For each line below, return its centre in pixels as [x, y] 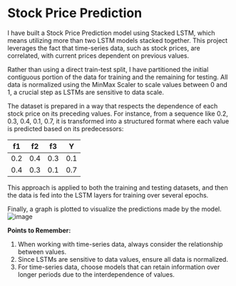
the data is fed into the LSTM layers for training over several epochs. [108, 195]
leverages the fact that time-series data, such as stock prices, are [104, 48]
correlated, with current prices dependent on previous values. [98, 56]
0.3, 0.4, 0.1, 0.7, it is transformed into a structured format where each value [118, 121]
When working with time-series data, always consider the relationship [120, 244]
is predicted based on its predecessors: [66, 128]
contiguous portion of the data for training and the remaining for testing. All [118, 77]
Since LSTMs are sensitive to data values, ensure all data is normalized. [123, 259]
